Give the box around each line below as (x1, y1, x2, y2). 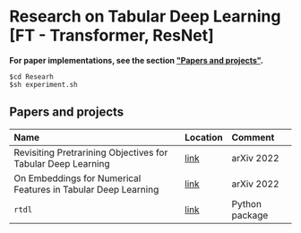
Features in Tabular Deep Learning (13, 183, 159, 195)
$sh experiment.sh (9, 80, 78, 89)
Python (231, 197, 262, 210)
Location (185, 131, 223, 143)
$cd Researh (9, 72, 54, 82)
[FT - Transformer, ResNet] (9, 25, 215, 46)
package (231, 209, 269, 221)
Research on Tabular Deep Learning (9, 6, 281, 27)
